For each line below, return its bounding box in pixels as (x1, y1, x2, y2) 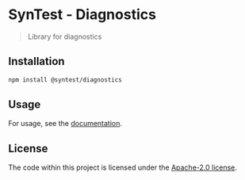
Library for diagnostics (27, 32, 102, 41)
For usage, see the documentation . (8, 119, 123, 128)
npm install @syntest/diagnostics (8, 75, 123, 84)
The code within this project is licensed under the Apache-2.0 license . (8, 163, 238, 172)
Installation (8, 55, 65, 68)
